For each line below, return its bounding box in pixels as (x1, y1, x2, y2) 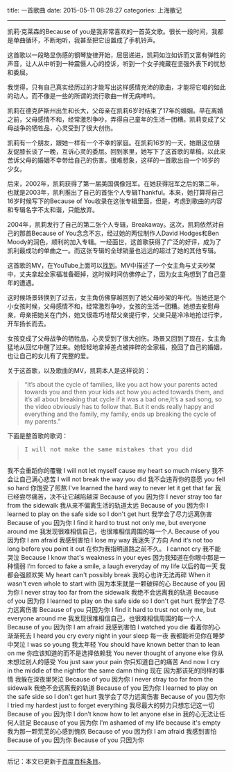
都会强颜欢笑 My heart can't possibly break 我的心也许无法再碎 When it (7, 571, 211, 579)
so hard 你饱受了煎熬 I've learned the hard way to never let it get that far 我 (7, 484, 221, 492)
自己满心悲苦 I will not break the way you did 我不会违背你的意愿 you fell (19, 475, 225, 483)
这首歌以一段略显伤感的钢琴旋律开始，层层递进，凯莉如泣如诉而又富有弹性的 (7, 51, 226, 59)
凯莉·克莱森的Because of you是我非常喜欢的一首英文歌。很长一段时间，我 (7, 27, 218, 35)
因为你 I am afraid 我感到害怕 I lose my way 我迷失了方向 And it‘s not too (7, 536, 214, 544)
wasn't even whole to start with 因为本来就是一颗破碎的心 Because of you (7, 579, 218, 588)
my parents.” (24, 417, 61, 426)
